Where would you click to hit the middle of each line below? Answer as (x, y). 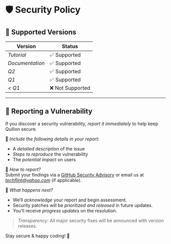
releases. (27, 226)
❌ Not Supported (70, 88)
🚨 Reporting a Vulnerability (49, 112)
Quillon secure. (21, 129)
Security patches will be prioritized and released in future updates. (83, 205)
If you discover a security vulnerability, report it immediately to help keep (82, 124)
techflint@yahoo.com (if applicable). (44, 180)
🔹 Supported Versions (41, 32)
